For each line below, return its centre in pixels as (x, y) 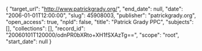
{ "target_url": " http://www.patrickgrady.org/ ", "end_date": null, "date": (94, 9)
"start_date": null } (29, 41)
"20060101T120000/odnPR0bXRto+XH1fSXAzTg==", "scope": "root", (92, 35)
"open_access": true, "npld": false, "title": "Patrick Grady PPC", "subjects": (100, 22)
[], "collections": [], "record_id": (46, 28)
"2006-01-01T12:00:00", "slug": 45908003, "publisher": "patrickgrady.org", (101, 15)
